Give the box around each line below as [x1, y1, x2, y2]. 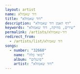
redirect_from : [5, 35, 36, 39]
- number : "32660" [9, 48, 47, 53]
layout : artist [5, 7, 36, 12]
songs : [5, 43, 18, 48]
